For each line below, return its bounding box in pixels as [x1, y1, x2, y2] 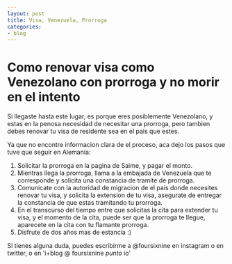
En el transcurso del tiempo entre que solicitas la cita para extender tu [17, 206, 218, 215]
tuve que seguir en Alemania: [7, 148, 91, 157]
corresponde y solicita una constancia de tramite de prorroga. [17, 176, 195, 185]
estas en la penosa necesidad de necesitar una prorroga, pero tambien [7, 120, 210, 128]
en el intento [7, 89, 81, 105]
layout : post [7, 10, 45, 17]
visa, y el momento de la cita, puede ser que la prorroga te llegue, [17, 213, 206, 222]
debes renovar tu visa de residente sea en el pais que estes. [7, 127, 179, 136]
